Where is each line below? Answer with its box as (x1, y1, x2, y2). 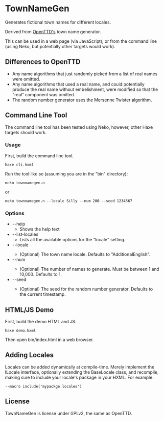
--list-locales (12, 231, 39, 237)
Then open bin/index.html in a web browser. (5, 337, 94, 342)
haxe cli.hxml (5, 162, 34, 167)
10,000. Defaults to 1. (19, 271, 62, 278)
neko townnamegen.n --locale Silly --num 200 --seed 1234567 (5, 198, 133, 203)
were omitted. (12, 76, 41, 82)
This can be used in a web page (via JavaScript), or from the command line (5, 38, 157, 44)
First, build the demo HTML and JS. (5, 318, 77, 324)
